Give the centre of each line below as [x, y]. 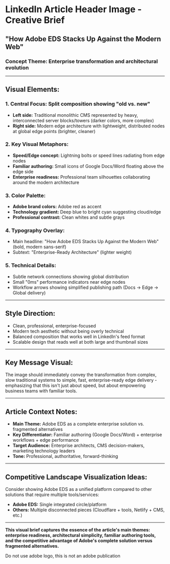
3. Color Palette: [26, 195]
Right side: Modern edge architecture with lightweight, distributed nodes [89, 126]
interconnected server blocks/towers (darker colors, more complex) [83, 120]
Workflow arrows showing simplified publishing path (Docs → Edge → [85, 287]
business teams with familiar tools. [41, 391]
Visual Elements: [32, 90]
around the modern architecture [46, 182]
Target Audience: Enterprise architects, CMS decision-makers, [79, 446]
